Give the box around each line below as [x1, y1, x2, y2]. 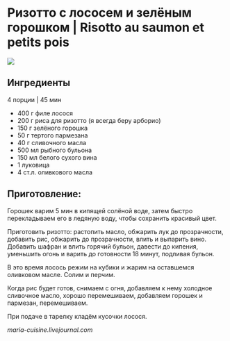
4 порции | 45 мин [7, 95, 62, 103]
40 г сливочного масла [17, 138, 87, 147]
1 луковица [17, 160, 50, 169]
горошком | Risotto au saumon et [7, 19, 205, 35]
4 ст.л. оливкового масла [17, 168, 92, 176]
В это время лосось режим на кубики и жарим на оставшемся [7, 263, 195, 272]
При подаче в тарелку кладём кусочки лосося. [7, 312, 147, 320]
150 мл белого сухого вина [17, 153, 97, 161]
